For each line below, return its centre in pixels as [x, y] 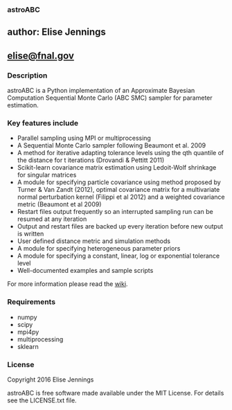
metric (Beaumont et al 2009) [59, 204]
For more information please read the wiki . [68, 284]
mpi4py [28, 332]
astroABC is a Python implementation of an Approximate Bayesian [101, 90]
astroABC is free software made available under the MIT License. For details [116, 393]
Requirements [32, 302]
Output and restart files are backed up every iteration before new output [120, 226]
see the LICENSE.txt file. [42, 400]
